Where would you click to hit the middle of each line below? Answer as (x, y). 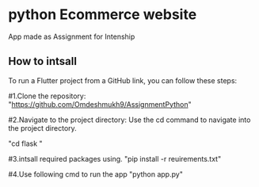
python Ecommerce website (103, 15)
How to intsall (43, 61)
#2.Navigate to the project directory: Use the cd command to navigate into (129, 120)
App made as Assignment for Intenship (72, 36)
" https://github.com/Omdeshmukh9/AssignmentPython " (100, 104)
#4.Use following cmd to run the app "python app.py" (96, 174)
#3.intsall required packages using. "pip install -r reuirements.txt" (115, 158)
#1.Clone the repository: (47, 96)
